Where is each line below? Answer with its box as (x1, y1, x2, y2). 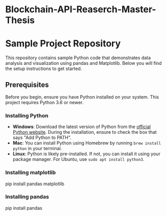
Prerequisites (5, 80, 49, 89)
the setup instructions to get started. (5, 65, 82, 72)
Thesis (5, 14, 35, 26)
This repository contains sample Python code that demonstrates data (5, 55, 151, 61)
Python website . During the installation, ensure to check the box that (12, 129, 157, 135)
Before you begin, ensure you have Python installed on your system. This (5, 93, 159, 100)
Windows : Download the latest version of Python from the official (12, 124, 151, 130)
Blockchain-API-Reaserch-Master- (5, 4, 157, 15)
